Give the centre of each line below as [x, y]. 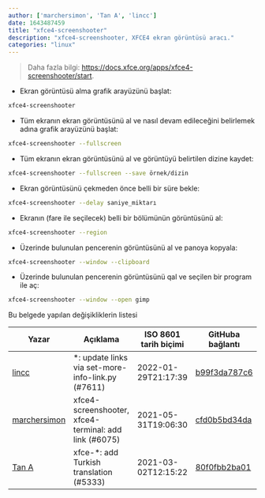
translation [93, 473]
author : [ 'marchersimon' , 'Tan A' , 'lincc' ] [82, 15]
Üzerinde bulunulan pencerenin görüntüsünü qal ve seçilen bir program [136, 277]
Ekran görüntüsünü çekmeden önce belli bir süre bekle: [109, 188]
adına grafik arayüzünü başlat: [69, 129]
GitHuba [224, 334]
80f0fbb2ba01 [223, 467]
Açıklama [101, 339]
